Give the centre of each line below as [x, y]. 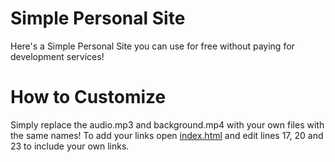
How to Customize [88, 97]
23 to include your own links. [70, 146]
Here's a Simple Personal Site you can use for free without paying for [152, 46]
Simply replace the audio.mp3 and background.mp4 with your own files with [167, 124]
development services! [57, 56]
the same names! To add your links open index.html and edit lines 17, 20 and [167, 135]
